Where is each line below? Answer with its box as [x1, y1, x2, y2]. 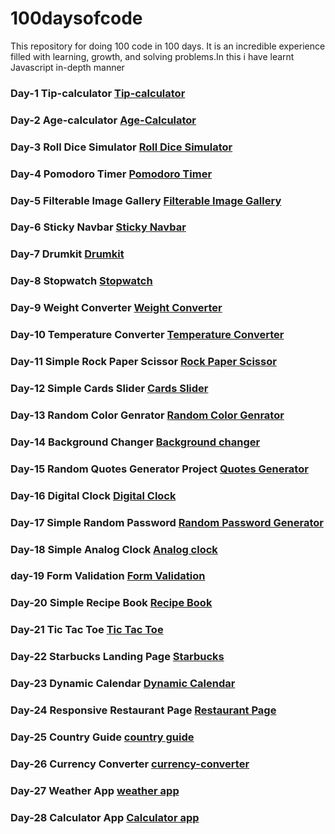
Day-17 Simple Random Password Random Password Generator [10, 515, 324, 529]
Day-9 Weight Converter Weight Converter [10, 301, 223, 315]
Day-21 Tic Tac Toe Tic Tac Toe [10, 623, 164, 637]
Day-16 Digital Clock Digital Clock [10, 488, 177, 502]
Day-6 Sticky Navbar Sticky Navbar [10, 220, 187, 234]
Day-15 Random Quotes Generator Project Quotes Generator [10, 462, 309, 476]
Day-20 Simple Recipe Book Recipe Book [10, 596, 213, 610]
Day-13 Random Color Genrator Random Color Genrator [10, 408, 285, 422]
